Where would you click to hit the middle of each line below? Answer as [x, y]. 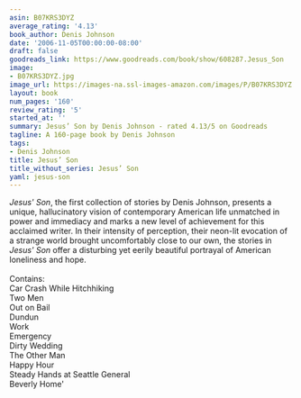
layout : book [34, 93]
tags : [19, 143]
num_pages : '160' [42, 101]
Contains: [27, 279]
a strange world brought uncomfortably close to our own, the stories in [141, 240]
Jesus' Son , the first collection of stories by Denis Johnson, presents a [141, 203]
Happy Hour [32, 365]
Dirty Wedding [36, 346]
